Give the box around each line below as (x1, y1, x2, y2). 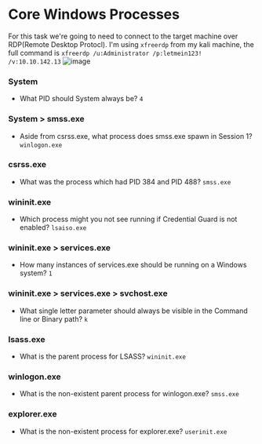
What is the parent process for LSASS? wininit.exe (19, 351, 187, 362)
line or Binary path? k (19, 314, 89, 323)
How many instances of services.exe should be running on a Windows (19, 260, 247, 270)
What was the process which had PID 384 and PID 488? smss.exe (19, 177, 231, 186)
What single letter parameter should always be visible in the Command (19, 306, 249, 315)
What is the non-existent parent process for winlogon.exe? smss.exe (19, 389, 239, 399)
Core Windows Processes (8, 5, 180, 24)
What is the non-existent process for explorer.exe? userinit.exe (19, 426, 227, 436)
